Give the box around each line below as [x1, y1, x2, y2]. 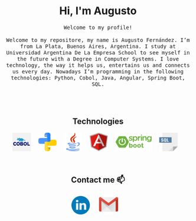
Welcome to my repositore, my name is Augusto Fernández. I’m [6, 37, 190, 43]
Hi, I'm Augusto [59, 4, 137, 18]
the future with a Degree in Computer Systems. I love [17, 55, 179, 62]
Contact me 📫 [71, 175, 125, 185]
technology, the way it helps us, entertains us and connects [6, 62, 190, 69]
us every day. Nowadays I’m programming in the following [12, 68, 184, 75]
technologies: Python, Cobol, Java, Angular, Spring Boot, [10, 74, 185, 81]
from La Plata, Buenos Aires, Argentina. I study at [20, 43, 176, 50]
